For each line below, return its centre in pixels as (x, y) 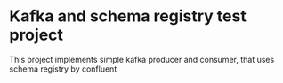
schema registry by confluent (63, 69)
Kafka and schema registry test (128, 16)
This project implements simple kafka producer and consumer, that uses (142, 59)
